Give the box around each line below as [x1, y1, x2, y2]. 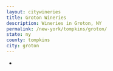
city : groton [6, 43, 39, 49]
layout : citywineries [6, 8, 61, 15]
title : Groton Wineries [6, 15, 67, 21]
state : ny [6, 32, 32, 38]
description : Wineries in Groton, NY [6, 20, 102, 26]
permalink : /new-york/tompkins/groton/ [6, 25, 108, 32]
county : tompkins [6, 37, 50, 43]
